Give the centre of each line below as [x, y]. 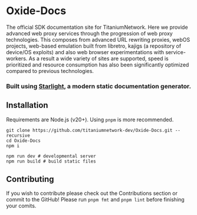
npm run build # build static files [51, 161]
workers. [17, 58]
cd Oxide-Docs [24, 140]
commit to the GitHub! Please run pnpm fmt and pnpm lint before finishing [95, 200]
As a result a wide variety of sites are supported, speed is [99, 58]
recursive [18, 135]
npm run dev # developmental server [51, 156]
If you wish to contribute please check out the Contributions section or [92, 193]
